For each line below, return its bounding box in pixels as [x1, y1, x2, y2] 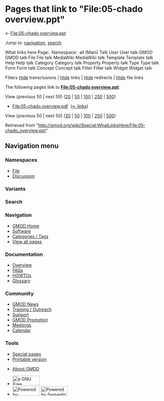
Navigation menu [5, 142, 59, 150]
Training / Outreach [12, 306, 52, 312]
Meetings [12, 322, 31, 328]
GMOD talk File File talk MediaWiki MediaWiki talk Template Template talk [5, 54, 153, 60]
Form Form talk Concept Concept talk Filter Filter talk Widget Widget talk [5, 65, 152, 71]
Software [12, 228, 31, 234]
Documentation [5, 251, 43, 258]
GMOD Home [12, 223, 39, 229]
